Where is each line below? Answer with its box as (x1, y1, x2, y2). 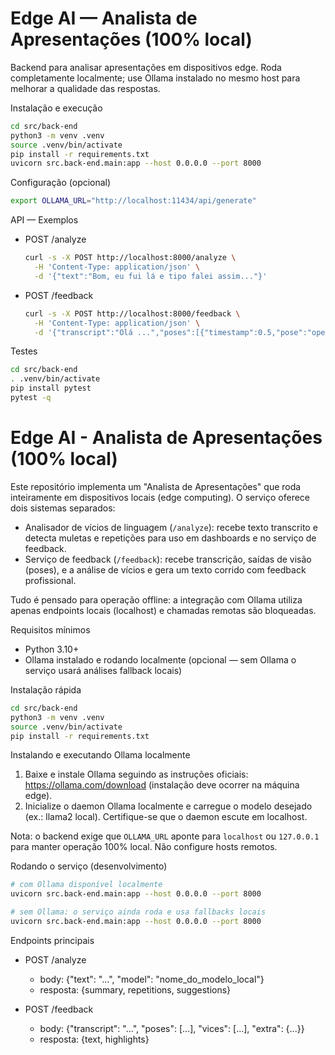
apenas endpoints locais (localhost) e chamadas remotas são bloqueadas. (10, 604, 317, 616)
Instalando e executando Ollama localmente (10, 749, 191, 761)
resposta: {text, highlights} (39, 1033, 150, 1045)
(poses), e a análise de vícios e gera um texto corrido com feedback (24, 563, 307, 576)
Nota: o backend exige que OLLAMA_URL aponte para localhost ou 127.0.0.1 (10, 830, 320, 842)
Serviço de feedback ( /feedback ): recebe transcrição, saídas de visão (24, 553, 312, 565)
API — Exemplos (10, 214, 79, 226)
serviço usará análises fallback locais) (24, 664, 183, 676)
